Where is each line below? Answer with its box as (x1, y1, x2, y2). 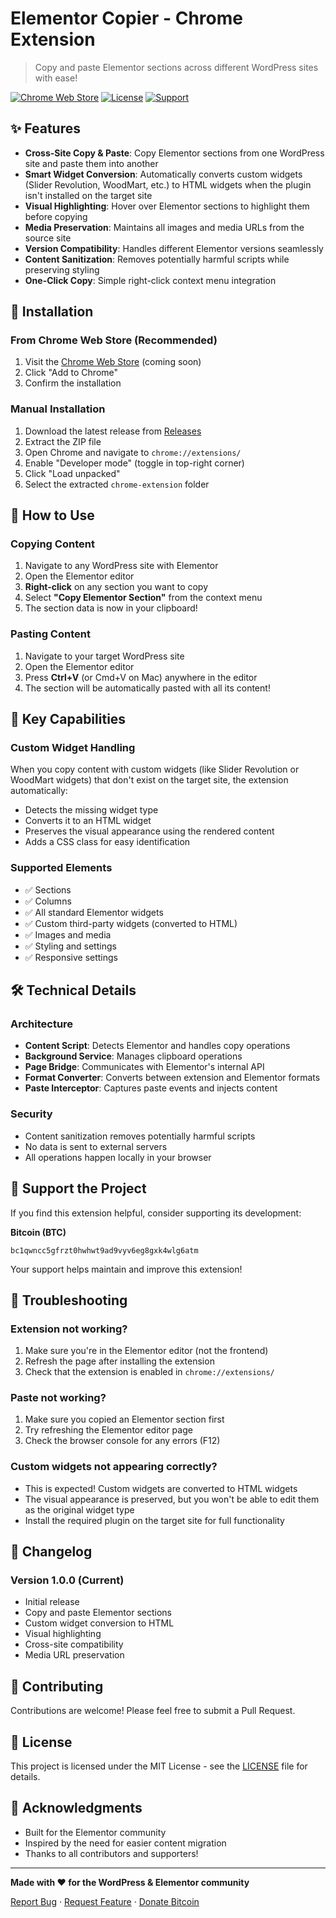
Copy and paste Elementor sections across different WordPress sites (34, 61, 319, 73)
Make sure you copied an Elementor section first (24, 1413, 225, 1426)
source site (24, 232, 72, 244)
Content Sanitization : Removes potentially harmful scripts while (24, 253, 290, 265)
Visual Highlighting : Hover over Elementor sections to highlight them (24, 200, 310, 212)
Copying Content (10, 537, 95, 551)
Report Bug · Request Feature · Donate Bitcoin (10, 1895, 200, 1907)
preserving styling (24, 263, 100, 276)
